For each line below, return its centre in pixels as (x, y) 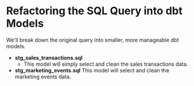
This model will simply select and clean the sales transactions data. (106, 64)
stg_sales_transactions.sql (49, 58)
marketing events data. (43, 77)
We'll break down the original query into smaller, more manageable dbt (93, 40)
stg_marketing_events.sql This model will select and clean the (92, 70)
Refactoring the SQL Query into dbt (94, 11)
